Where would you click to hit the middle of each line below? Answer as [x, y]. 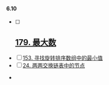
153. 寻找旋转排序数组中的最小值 [63, 58]
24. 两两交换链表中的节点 [54, 66]
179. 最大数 [36, 42]
